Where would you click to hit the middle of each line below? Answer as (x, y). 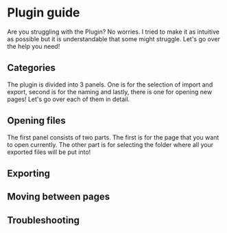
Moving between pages (59, 197)
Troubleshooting (44, 220)
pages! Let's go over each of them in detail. (69, 99)
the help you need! (34, 46)
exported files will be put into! (49, 152)
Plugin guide (44, 13)
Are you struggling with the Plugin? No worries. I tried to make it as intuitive (113, 32)
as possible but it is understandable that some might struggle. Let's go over (114, 38)
